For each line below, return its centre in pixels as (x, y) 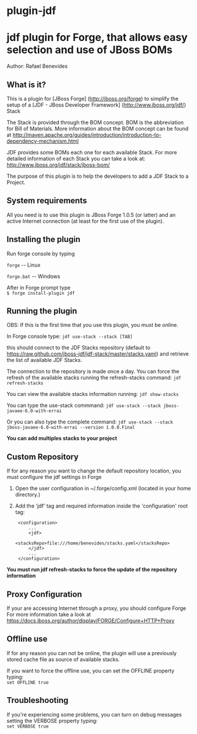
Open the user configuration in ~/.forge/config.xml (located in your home (103, 488)
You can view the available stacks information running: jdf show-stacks (93, 394)
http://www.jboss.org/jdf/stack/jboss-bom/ (58, 164)
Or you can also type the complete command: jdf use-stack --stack (90, 422)
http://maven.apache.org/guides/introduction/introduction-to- (87, 135)
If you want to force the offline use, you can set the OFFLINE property (91, 670)
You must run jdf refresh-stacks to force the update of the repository (92, 570)
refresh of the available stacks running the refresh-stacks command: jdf (94, 378)
